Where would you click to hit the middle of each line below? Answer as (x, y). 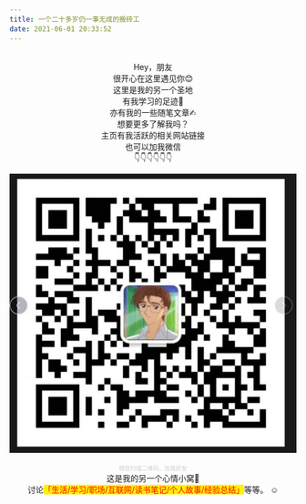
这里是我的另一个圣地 (153, 89)
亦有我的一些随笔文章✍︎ (153, 112)
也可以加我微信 (153, 147)
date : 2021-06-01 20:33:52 (61, 29)
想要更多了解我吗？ (153, 124)
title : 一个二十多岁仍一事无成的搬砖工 (75, 19)
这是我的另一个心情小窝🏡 (153, 478)
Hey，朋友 (153, 67)
